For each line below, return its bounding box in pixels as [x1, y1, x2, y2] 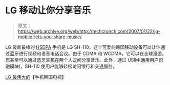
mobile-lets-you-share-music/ [17, 34, 82, 40]
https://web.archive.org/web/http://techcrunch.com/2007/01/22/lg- [17, 28, 160, 34]
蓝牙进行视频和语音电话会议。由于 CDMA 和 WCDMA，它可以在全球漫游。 [9, 50, 166, 56]
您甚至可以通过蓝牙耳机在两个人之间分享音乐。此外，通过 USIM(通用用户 [5, 56, 159, 63]
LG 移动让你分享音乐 [5, 5, 91, 16]
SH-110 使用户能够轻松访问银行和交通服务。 [25, 63, 118, 69]
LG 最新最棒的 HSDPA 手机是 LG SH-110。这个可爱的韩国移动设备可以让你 [5, 44, 161, 50]
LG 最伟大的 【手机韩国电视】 [5, 74, 67, 80]
